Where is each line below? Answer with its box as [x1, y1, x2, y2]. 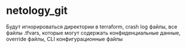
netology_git [6, 4, 68, 17]
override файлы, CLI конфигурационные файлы [6, 35, 123, 42]
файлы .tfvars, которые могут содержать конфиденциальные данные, [6, 29, 181, 36]
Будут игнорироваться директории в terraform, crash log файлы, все [6, 23, 178, 30]
